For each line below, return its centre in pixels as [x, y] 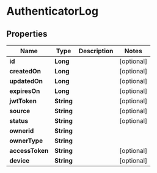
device [20, 160]
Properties [27, 34]
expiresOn [25, 91]
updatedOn [26, 81]
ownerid [22, 131]
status [19, 121]
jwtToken [23, 101]
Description [96, 51]
